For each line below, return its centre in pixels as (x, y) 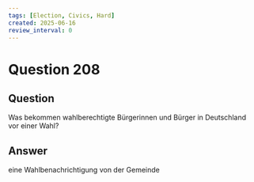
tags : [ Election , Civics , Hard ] (61, 15)
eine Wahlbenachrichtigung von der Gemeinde (84, 170)
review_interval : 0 (40, 30)
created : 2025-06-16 (42, 23)
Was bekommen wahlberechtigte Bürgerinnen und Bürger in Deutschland (127, 118)
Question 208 (54, 69)
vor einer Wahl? (34, 126)
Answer (28, 151)
